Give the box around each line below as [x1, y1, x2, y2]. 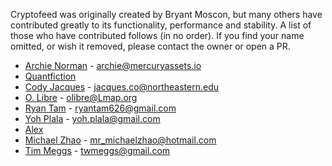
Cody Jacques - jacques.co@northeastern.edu [24, 81, 220, 93]
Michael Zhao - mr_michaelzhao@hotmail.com [24, 134, 217, 146]
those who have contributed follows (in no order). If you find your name [10, 30, 305, 41]
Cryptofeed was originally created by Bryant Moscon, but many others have [10, 9, 323, 20]
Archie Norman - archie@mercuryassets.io [24, 60, 202, 71]
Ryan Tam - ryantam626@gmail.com [24, 102, 177, 114]
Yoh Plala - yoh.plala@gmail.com [24, 113, 161, 124]
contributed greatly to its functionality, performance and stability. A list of [10, 19, 312, 31]
